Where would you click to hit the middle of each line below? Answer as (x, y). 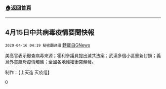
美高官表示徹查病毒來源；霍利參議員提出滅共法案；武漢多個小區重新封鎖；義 (83, 56)
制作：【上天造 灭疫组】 (28, 72)
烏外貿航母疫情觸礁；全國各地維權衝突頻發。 (51, 62)
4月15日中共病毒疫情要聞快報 (50, 32)
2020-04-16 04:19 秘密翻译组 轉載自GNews (48, 45)
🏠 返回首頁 (18, 7)
